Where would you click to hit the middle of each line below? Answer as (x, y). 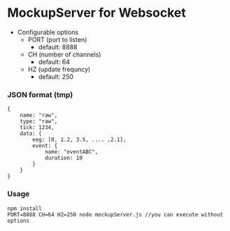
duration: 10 (63, 158)
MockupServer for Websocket (97, 13)
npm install (24, 208)
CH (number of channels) (64, 54)
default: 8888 (58, 47)
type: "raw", (39, 121)
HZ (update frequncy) (59, 69)
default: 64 (54, 61)
